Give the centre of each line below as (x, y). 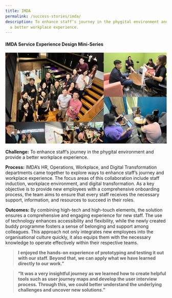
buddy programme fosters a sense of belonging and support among (77, 227)
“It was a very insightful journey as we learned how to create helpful (92, 274)
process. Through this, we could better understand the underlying (90, 285)
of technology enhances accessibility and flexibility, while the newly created (85, 221)
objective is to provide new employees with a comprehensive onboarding (82, 189)
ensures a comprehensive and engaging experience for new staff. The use (84, 215)
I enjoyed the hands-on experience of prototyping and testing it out (91, 253)
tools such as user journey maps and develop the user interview (87, 279)
